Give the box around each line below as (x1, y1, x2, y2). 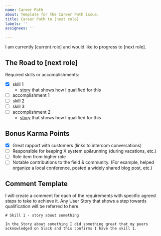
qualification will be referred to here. (5, 203, 80, 210)
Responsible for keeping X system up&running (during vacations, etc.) (12, 148, 157, 154)
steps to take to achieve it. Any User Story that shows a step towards (5, 198, 147, 204)
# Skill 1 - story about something (5, 213, 79, 218)
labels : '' (5, 21, 28, 26)
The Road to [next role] (5, 58, 78, 67)
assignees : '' (5, 26, 35, 31)
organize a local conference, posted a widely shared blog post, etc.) (12, 165, 153, 171)
